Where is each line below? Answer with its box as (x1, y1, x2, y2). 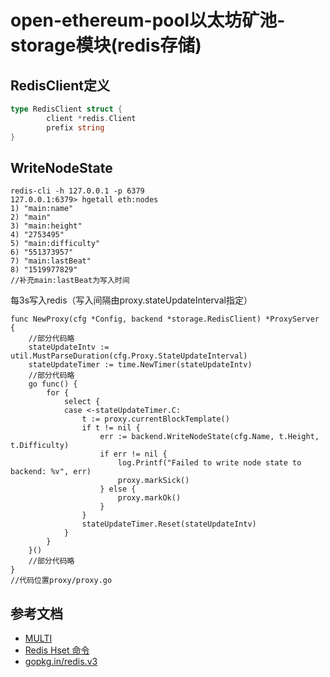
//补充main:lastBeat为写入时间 (10, 276, 130, 286)
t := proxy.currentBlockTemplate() (81, 414, 230, 425)
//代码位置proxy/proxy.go (10, 576, 113, 586)
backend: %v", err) (10, 467, 92, 477)
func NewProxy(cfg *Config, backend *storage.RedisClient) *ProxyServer (10, 314, 320, 325)
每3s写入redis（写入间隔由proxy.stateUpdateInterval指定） (10, 294, 253, 306)
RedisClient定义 (10, 77, 110, 94)
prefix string (46, 122, 105, 133)
